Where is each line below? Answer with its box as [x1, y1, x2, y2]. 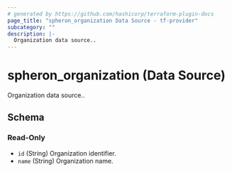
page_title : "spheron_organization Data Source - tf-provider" [7, 17, 199, 24]
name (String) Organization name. [17, 156, 114, 165]
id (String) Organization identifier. [17, 149, 116, 157]
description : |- [7, 30, 55, 38]
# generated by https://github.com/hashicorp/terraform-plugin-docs [7, 10, 214, 18]
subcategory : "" [7, 23, 55, 31]
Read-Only [7, 133, 46, 143]
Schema [7, 112, 45, 124]
